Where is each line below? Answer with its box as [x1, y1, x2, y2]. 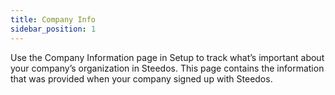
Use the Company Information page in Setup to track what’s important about [10, 51, 325, 63]
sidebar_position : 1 [10, 24, 97, 34]
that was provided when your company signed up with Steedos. [10, 72, 273, 85]
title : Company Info [10, 14, 97, 25]
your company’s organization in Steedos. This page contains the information [10, 62, 325, 74]
